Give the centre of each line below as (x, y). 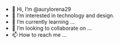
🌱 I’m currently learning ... (43, 22)
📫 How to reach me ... (39, 35)
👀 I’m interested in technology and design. (63, 15)
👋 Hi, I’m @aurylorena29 (41, 9)
